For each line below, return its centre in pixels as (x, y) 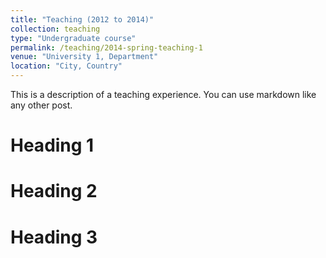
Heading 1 (52, 145)
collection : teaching (55, 29)
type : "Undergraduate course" (73, 38)
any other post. (41, 105)
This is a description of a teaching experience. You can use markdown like (163, 94)
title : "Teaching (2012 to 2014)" (82, 19)
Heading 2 (54, 191)
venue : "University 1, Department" (84, 57)
